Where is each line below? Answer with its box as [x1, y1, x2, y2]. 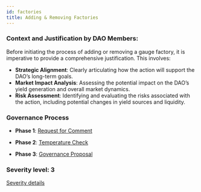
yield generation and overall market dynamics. [14, 85, 130, 92]
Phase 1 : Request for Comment [14, 127, 92, 135]
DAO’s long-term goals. [14, 72, 74, 80]
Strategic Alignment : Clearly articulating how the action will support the [14, 66, 195, 73]
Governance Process [6, 113, 69, 121]
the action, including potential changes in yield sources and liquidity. [14, 98, 186, 106]
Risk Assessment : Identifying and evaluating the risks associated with [14, 92, 190, 99]
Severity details [6, 179, 45, 187]
